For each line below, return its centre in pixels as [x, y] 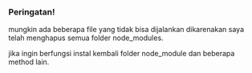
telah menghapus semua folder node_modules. [86, 38]
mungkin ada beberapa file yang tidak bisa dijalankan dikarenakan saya [126, 30]
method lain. [29, 62]
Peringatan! [32, 12]
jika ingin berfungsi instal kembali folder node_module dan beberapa [122, 54]
